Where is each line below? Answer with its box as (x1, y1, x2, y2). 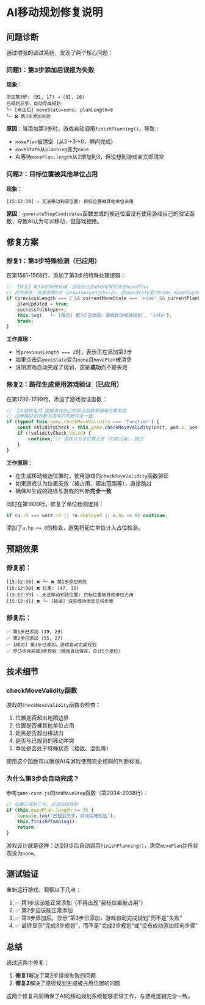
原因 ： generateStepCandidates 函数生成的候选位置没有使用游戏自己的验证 (6, 210, 190, 217)
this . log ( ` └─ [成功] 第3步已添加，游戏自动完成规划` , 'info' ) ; (17, 312, 172, 318)
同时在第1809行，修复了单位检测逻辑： (6, 500, 104, 507)
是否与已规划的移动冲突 (15, 737, 74, 745)
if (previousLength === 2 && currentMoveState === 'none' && (6, 295, 165, 302)
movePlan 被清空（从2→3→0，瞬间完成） (15, 138, 117, 145)
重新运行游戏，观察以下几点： (6, 886, 81, 893)
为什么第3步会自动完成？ (6, 774, 79, 783)
